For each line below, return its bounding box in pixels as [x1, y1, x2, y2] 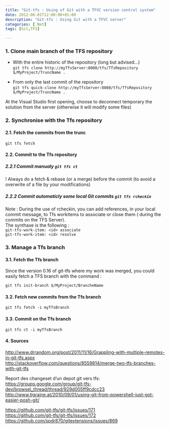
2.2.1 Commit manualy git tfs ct [5, 163, 78, 169]
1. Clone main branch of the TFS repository [5, 48, 113, 55]
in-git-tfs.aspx [5, 355, 35, 361]
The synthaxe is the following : [5, 222, 70, 228]
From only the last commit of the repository [12, 79, 103, 85]
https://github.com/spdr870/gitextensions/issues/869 [5, 417, 118, 423]
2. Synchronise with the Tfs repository [5, 117, 103, 124]
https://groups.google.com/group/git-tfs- [5, 381, 92, 387]
